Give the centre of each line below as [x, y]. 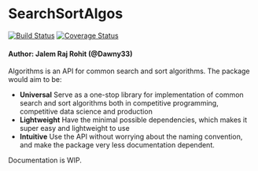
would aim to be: [35, 80]
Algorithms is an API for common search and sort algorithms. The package [129, 71]
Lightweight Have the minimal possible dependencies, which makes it [133, 120]
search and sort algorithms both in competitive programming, [119, 103]
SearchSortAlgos [66, 14]
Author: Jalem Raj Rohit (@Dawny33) [70, 54]
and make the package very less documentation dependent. [117, 145]
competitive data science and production [86, 112]
